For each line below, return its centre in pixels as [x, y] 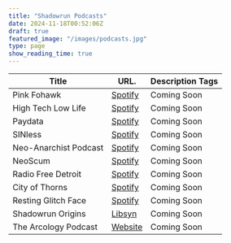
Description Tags [184, 81]
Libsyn [124, 214]
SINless [27, 135]
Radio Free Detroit [47, 174]
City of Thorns [40, 187]
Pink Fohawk [37, 95]
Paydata [28, 121]
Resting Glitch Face [50, 200]
